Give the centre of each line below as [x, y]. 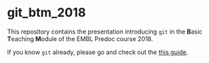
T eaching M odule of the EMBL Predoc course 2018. [80, 38]
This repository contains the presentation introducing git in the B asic [105, 32]
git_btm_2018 [47, 13]
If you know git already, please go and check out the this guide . [98, 52]
